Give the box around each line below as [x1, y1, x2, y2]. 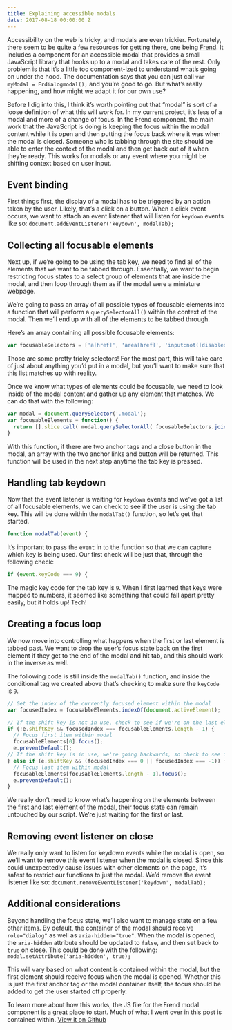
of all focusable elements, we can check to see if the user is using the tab [7, 502, 217, 511]
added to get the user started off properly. [7, 987, 128, 995]
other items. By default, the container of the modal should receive [7, 924, 194, 932]
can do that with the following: [7, 397, 93, 405]
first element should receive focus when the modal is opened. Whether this [7, 972, 221, 981]
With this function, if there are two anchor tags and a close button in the [7, 442, 212, 450]
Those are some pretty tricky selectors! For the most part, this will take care [7, 354, 223, 363]
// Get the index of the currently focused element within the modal [7, 700, 212, 707]
